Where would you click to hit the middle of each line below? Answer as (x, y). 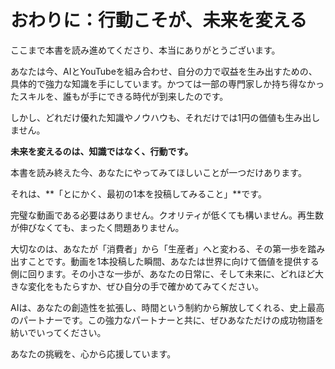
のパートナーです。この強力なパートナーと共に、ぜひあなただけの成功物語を (167, 320)
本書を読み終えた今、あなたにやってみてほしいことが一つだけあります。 (158, 172)
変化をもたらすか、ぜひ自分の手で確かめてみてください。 (146, 286)
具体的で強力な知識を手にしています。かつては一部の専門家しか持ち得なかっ (167, 83)
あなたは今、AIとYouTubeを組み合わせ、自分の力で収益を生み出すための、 (164, 71)
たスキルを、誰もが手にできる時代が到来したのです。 (119, 96)
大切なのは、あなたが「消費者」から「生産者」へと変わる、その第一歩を (159, 248)
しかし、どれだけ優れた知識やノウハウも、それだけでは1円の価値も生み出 (161, 117)
